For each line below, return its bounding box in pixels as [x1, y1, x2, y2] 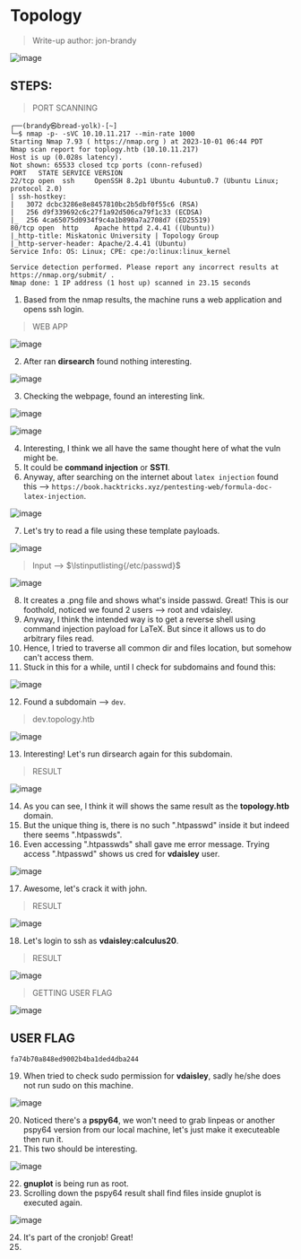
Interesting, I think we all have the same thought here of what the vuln [22, 442, 281, 453]
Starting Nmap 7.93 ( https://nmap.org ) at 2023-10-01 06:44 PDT [10, 136, 263, 146]
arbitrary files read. [22, 633, 95, 643]
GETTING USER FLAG [31, 987, 113, 998]
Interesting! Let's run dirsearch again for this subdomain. [22, 748, 233, 759]
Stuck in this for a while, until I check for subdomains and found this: [22, 661, 277, 672]
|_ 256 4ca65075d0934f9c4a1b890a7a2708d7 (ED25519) [10, 215, 211, 224]
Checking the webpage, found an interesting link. [22, 390, 205, 401]
